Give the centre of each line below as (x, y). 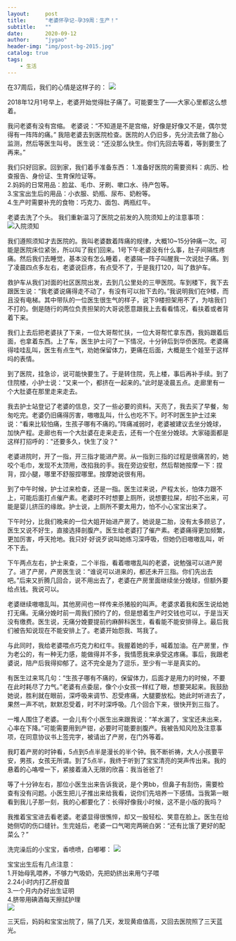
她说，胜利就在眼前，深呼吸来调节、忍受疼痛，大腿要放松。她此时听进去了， (118, 695)
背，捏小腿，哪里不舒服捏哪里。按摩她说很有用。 (78, 474)
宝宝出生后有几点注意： (41, 864)
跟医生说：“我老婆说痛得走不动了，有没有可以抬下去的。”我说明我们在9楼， (115, 291)
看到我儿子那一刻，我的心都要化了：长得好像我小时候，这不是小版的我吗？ (115, 802)
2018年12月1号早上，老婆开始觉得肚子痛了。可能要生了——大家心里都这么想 (117, 102)
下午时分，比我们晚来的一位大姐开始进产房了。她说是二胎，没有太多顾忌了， (118, 521)
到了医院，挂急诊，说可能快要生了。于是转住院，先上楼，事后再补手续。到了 (118, 373)
